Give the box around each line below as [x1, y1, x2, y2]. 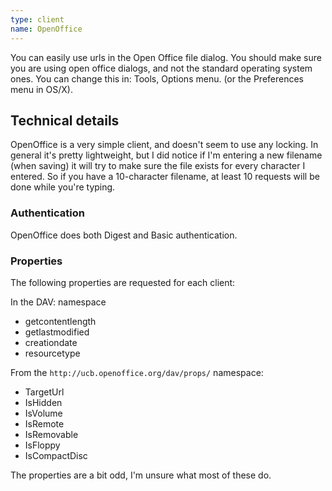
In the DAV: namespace [10, 296, 107, 308]
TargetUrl [24, 386, 65, 398]
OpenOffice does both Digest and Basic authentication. [10, 229, 238, 241]
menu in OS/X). [10, 83, 73, 95]
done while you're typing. [10, 181, 116, 193]
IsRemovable [24, 428, 79, 440]
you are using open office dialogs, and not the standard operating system [10, 62, 313, 74]
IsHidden [24, 396, 63, 408]
